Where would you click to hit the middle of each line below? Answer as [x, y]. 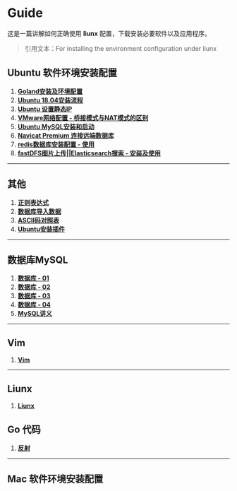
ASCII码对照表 [38, 220]
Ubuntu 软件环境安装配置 [62, 73]
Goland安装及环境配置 [50, 91]
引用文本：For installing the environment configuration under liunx [121, 48]
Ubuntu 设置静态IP [45, 109]
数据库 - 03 [34, 296]
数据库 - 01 [33, 278]
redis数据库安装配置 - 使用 [56, 144]
